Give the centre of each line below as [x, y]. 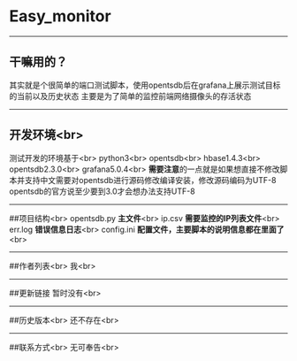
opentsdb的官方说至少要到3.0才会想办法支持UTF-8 [103, 191]
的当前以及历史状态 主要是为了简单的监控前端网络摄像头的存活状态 [130, 96]
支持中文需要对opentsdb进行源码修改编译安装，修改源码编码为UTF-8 [150, 180]
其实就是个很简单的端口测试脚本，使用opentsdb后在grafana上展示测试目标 [145, 85]
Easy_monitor [61, 16]
